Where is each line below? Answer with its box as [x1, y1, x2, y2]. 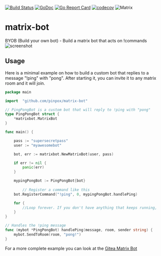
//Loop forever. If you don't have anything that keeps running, [22, 205, 158, 210]
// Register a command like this [22, 187, 90, 192]
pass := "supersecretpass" [14, 138, 68, 143]
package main [5, 90, 32, 94]
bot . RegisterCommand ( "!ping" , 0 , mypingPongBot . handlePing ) [14, 192, 138, 197]
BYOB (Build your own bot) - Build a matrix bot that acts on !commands [5, 37, 147, 43]
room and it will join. [5, 80, 45, 86]
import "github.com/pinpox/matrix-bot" [5, 98, 88, 103]
